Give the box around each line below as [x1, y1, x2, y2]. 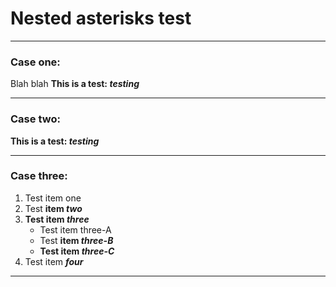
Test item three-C [39, 245, 115, 257]
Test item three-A [39, 223, 112, 236]
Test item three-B [39, 234, 114, 246]
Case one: [10, 55, 61, 69]
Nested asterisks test [10, 7, 192, 30]
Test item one [24, 192, 82, 204]
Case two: [10, 112, 61, 126]
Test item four [24, 255, 84, 267]
